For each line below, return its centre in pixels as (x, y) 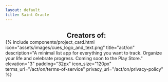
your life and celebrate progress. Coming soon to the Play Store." (74, 58)
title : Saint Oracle (27, 15)
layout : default (23, 10)
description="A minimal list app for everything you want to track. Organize (84, 53)
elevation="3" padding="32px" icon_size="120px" (59, 64)
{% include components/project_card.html (50, 42)
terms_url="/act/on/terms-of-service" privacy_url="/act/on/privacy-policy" (84, 69)
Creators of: (86, 35)
